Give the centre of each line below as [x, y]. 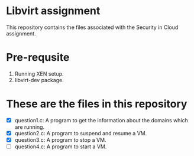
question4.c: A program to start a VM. [61, 147]
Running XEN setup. [39, 74]
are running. [30, 127]
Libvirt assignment [53, 11]
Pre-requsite [38, 58]
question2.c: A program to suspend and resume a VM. [81, 133]
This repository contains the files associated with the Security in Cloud [92, 27]
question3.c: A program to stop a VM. [60, 139]
